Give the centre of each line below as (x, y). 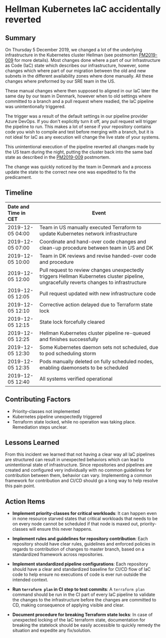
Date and (19, 207)
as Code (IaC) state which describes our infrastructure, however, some (77, 65)
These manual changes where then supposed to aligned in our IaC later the (82, 91)
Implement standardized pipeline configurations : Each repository (80, 564)
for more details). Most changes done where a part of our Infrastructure (87, 60)
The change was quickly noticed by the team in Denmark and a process (78, 167)
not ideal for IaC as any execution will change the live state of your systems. (83, 137)
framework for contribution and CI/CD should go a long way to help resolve (82, 481)
